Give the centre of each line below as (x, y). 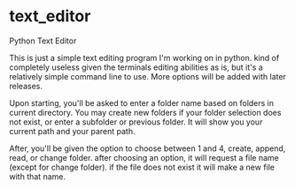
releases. (26, 86)
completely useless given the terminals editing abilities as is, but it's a (136, 67)
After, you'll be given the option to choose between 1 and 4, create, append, (147, 148)
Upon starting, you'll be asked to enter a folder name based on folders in (142, 102)
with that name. (38, 176)
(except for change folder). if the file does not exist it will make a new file (142, 167)
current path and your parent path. (72, 131)
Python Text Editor (43, 41)
